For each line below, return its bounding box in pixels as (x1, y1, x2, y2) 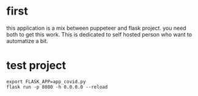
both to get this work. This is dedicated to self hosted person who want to (6, 30, 193, 38)
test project (6, 59, 66, 72)
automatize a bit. (6, 37, 49, 44)
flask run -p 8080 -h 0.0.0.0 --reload (6, 84, 108, 90)
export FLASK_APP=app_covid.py (6, 78, 86, 84)
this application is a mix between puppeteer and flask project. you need (6, 24, 186, 32)
